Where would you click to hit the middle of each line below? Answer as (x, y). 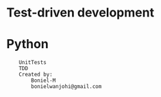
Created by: (36, 75)
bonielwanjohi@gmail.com (66, 87)
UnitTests (33, 63)
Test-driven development (80, 13)
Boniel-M (44, 80)
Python (27, 44)
